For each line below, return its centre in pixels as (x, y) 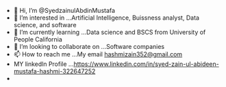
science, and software (45, 25)
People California (38, 39)
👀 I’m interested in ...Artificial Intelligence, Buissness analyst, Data (106, 18)
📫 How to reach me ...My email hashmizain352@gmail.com (98, 54)
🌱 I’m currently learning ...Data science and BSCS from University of (110, 32)
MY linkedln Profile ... (43, 64)
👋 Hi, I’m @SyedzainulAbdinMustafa (64, 11)
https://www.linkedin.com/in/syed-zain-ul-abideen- (146, 64)
